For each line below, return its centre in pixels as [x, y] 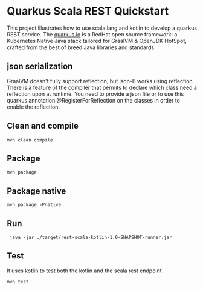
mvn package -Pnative [34, 205]
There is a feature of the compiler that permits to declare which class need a [102, 87]
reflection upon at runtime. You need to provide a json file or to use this [95, 94]
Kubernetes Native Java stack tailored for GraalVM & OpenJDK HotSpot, [97, 41]
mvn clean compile [30, 140]
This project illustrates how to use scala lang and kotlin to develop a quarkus [102, 28]
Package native [37, 191]
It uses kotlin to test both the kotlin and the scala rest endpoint [84, 271]
